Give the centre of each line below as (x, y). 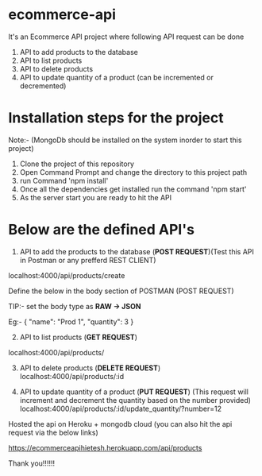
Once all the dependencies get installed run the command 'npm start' (133, 189)
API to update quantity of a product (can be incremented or (117, 77)
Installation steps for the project (116, 118)
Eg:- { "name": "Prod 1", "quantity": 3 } (71, 321)
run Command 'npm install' (64, 180)
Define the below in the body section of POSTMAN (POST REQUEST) (121, 291)
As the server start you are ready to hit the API (96, 197)
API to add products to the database (79, 52)
